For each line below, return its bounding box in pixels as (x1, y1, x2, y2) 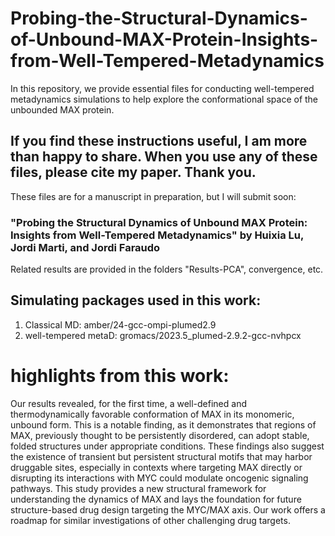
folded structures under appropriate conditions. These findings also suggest (10, 440, 325, 452)
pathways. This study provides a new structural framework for (10, 482, 267, 494)
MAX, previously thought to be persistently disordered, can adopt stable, (10, 429, 310, 441)
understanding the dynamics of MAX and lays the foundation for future (10, 493, 302, 505)
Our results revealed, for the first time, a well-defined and (10, 397, 247, 409)
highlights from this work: (10, 365, 230, 387)
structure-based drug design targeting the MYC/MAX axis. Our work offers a (10, 503, 326, 516)
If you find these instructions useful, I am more (10, 133, 308, 150)
